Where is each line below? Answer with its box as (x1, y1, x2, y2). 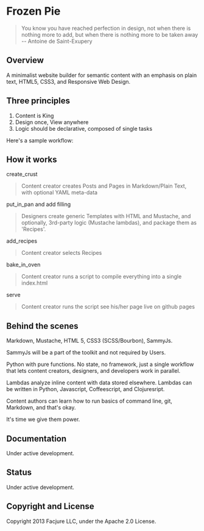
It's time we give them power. (6, 416, 80, 423)
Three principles (6, 96, 71, 106)
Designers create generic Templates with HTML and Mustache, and (21, 213, 191, 220)
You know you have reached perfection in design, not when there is (21, 24, 191, 32)
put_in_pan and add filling (6, 200, 71, 208)
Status (6, 467, 32, 478)
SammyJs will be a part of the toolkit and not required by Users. (6, 349, 166, 356)
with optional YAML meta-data (21, 189, 98, 196)
